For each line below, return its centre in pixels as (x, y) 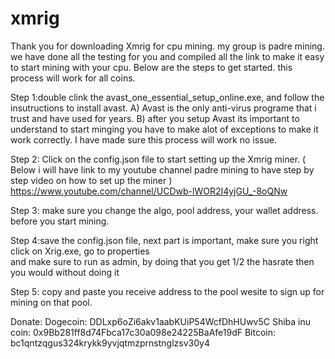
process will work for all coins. (73, 78)
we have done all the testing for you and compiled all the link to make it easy (167, 56)
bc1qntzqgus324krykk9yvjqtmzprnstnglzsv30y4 (110, 343)
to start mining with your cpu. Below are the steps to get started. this (151, 67)
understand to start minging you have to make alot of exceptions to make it (164, 129)
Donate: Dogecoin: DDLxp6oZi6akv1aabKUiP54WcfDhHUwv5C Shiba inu (161, 321)
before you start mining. (60, 221)
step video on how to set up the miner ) (91, 180)
